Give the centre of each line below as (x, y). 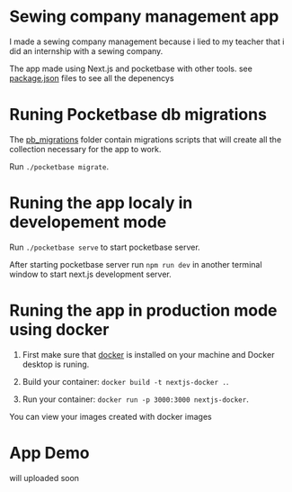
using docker (59, 330)
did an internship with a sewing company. (86, 50)
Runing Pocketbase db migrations (138, 115)
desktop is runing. (56, 364)
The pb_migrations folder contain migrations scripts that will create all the (146, 139)
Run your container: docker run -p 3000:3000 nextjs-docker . (135, 399)
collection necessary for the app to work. (85, 149)
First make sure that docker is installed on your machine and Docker (148, 354)
